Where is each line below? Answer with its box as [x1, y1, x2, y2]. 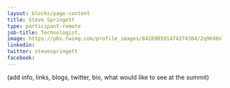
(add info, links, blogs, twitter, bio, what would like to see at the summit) [7, 73, 209, 81]
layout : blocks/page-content [7, 10, 90, 17]
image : [7, 35, 26, 42]
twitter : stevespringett [7, 48, 78, 55]
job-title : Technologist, [7, 29, 81, 36]
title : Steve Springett [7, 16, 75, 23]
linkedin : [7, 42, 36, 48]
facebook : [7, 55, 36, 61]
